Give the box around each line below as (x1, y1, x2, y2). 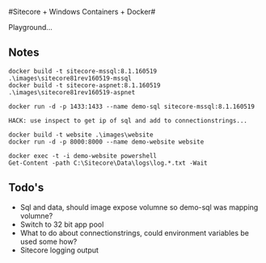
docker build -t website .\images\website (8, 131, 154, 139)
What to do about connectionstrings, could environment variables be (19, 228, 249, 237)
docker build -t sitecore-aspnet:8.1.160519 (8, 81, 161, 90)
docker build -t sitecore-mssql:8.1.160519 (8, 67, 158, 75)
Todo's (8, 181, 44, 194)
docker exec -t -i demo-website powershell (8, 152, 158, 160)
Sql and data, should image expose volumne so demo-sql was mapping (19, 202, 259, 212)
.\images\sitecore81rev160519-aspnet (8, 88, 136, 96)
